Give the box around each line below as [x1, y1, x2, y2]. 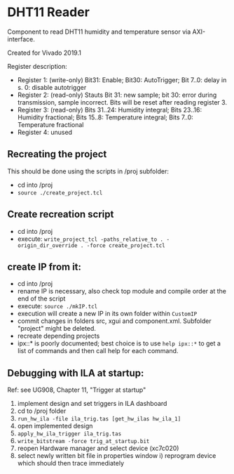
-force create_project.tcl [86, 242, 166, 249]
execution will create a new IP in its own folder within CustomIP [17, 310, 198, 318]
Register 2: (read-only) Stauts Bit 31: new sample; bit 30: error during [17, 91, 217, 99]
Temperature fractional [17, 120, 84, 129]
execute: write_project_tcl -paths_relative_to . [17, 235, 164, 243]
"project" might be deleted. [17, 324, 97, 333]
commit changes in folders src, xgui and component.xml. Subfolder [17, 317, 212, 325]
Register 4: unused [17, 128, 72, 136]
